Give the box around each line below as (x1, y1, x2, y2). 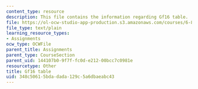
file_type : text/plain (6, 25, 62, 31)
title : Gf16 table (6, 69, 51, 74)
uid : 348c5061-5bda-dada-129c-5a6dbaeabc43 (6, 74, 115, 80)
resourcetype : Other (6, 63, 57, 69)
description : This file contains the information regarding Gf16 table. (6, 14, 189, 20)
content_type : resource (6, 8, 65, 15)
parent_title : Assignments (6, 47, 72, 53)
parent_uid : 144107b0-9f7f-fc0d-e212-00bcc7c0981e (6, 57, 133, 63)
